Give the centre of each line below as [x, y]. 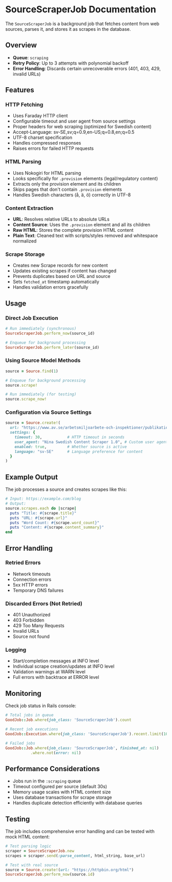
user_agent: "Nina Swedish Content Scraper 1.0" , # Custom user [84, 442]
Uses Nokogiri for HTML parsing [47, 173]
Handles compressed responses [47, 143]
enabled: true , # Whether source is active [71, 447]
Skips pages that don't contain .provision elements [67, 189]
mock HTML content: [28, 837]
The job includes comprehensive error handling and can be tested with [80, 831]
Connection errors [32, 579]
